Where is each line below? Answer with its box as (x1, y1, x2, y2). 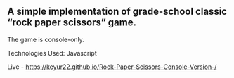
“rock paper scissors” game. (7, 17, 137, 29)
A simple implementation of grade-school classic (7, 6, 227, 18)
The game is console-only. (7, 35, 84, 44)
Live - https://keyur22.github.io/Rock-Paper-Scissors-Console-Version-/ (7, 63, 217, 71)
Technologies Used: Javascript (7, 48, 97, 57)
